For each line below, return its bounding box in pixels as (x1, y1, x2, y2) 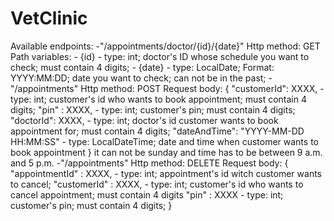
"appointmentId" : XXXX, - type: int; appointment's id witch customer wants (10, 167, 322, 179)
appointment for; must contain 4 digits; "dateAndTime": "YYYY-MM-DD (10, 125, 305, 137)
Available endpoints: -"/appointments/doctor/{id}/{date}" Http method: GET (10, 40, 321, 52)
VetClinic (10, 7, 88, 30)
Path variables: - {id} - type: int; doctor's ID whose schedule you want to (10, 50, 310, 62)
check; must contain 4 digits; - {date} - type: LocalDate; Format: (10, 61, 275, 73)
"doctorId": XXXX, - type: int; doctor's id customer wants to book (10, 114, 279, 126)
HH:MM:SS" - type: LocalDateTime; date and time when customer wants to (10, 135, 319, 147)
